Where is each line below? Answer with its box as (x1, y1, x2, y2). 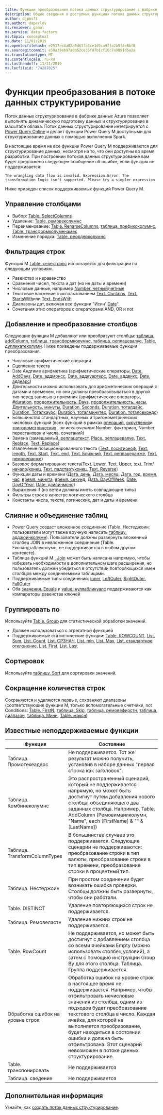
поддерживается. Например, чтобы (68, 986, 153, 993)
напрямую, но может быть (68, 787, 131, 794)
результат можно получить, (68, 755, 134, 762)
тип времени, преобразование (68, 862, 141, 869)
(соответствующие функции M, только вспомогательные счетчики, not (5, 702, 152, 708)
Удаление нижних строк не (68, 916, 133, 923)
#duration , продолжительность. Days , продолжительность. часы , (12, 399, 147, 405)
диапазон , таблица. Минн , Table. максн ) (5, 712, 88, 718)
